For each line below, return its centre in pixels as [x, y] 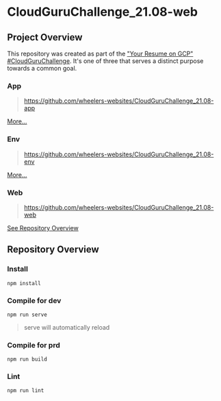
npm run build [27, 360]
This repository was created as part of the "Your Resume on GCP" [100, 53]
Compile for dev [34, 300]
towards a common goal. [42, 68]
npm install [24, 283]
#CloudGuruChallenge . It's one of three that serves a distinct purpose [105, 61]
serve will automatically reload [67, 327]
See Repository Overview [43, 228]
